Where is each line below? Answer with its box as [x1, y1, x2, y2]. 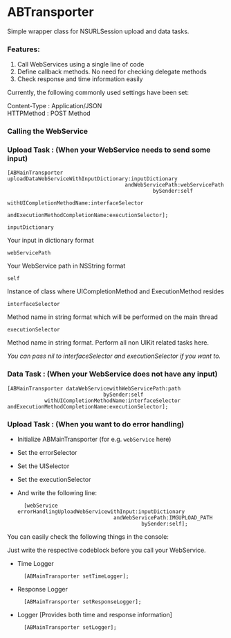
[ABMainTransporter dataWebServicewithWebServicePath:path [7, 385, 181, 392]
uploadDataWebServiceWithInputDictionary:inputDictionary [7, 175, 178, 182]
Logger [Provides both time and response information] [17, 611, 173, 619]
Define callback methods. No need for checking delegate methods [17, 67, 207, 76]
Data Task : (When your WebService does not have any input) [7, 369, 218, 379]
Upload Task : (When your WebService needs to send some [7, 145, 211, 155]
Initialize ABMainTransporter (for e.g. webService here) [17, 435, 172, 444]
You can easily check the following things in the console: [7, 533, 169, 541]
